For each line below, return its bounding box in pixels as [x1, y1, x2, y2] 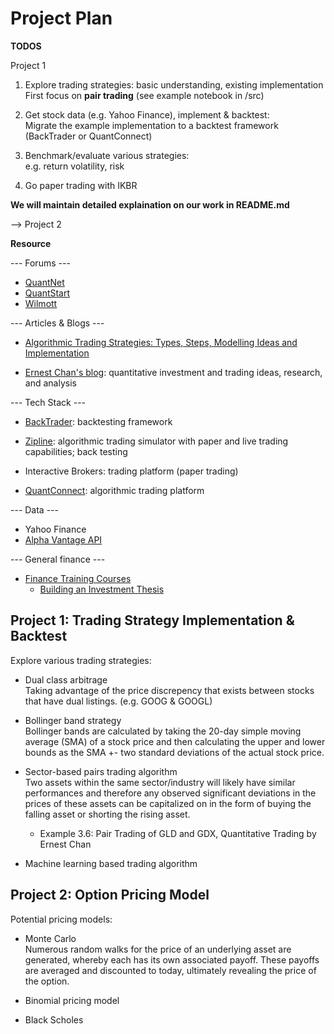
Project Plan [10, 7, 113, 30]
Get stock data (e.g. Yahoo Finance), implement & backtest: [24, 108, 270, 121]
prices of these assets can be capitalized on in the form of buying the [24, 797, 312, 809]
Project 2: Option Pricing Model [10, 887, 210, 904]
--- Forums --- [10, 257, 71, 269]
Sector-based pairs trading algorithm [24, 765, 178, 777]
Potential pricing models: [10, 913, 113, 925]
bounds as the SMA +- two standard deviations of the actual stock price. [24, 746, 325, 758]
